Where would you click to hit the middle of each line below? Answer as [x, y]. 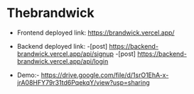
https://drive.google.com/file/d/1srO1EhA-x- [105, 75]
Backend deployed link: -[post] [62, 46]
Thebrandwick [50, 13]
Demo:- [28, 75]
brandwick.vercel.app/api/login [63, 61]
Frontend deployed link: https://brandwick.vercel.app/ [96, 33]
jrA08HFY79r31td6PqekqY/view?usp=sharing [83, 82]
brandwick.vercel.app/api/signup [65, 54]
